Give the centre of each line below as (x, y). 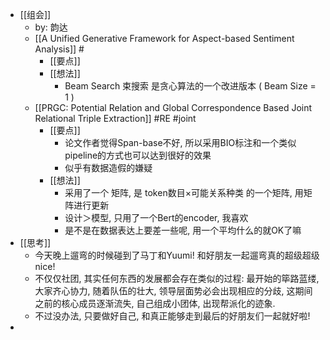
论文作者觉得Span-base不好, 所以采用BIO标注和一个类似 (180, 142)
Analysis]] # (59, 49)
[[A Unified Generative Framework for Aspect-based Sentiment (164, 38)
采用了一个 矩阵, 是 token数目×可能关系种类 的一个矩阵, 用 (184, 192)
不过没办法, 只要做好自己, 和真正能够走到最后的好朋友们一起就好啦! (172, 316)
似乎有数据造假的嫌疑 (108, 167)
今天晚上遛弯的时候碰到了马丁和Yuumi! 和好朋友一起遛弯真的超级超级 (177, 255)
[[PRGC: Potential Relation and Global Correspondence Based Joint (173, 107)
